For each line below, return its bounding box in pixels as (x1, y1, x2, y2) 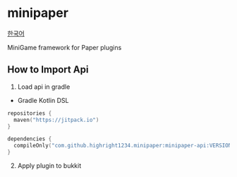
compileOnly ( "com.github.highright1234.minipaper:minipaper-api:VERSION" (13, 142, 235, 149)
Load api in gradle (17, 83, 71, 91)
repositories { (7, 109, 52, 117)
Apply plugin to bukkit (17, 161, 82, 170)
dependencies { (7, 135, 52, 142)
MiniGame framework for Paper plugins (7, 43, 122, 51)
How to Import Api (7, 63, 89, 75)
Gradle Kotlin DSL (17, 96, 69, 104)
